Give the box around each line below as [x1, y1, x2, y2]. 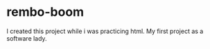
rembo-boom [6, 4, 85, 20]
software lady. [6, 34, 47, 42]
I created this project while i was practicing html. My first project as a [6, 27, 204, 35]
